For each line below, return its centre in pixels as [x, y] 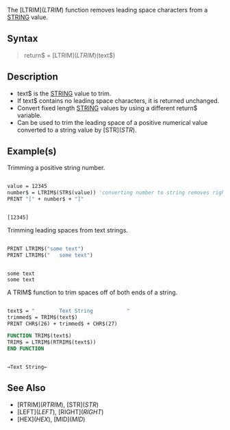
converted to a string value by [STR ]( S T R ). [77, 130]
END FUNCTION [26, 349]
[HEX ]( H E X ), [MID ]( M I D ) [51, 419]
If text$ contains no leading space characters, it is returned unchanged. [118, 100]
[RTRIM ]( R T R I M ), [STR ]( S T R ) [58, 405]
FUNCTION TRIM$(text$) [39, 336]
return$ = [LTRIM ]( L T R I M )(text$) [69, 55]
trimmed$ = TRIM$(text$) [42, 317]
